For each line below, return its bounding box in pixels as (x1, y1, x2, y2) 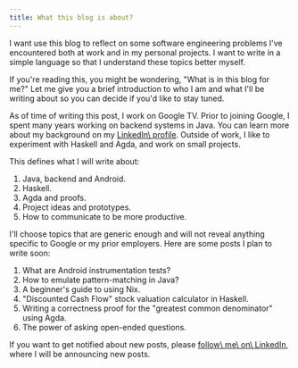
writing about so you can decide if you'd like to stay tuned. (9, 93, 225, 104)
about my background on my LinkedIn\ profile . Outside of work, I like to (9, 129, 270, 139)
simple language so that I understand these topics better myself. (9, 56, 245, 67)
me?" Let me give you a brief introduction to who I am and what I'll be (9, 83, 265, 94)
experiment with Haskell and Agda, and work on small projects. (9, 138, 241, 149)
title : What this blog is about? (9, 13, 134, 22)
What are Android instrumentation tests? (21, 264, 171, 275)
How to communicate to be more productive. (21, 211, 187, 222)
